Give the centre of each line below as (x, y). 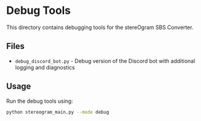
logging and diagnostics (45, 67)
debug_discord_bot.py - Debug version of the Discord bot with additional (105, 60)
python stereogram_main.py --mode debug (58, 112)
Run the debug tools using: (40, 101)
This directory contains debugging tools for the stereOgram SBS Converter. (100, 27)
